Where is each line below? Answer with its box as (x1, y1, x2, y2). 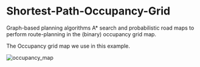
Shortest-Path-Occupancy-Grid (6, 4, 171, 18)
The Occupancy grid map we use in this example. (6, 42, 131, 49)
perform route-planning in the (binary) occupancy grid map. (6, 30, 157, 37)
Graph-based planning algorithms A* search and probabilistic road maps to (6, 24, 195, 31)
